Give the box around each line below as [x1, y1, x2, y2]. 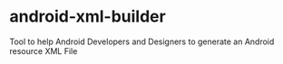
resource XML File [9, 45, 78, 56]
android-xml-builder [9, 6, 166, 27]
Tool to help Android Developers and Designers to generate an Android [9, 36, 275, 47]
